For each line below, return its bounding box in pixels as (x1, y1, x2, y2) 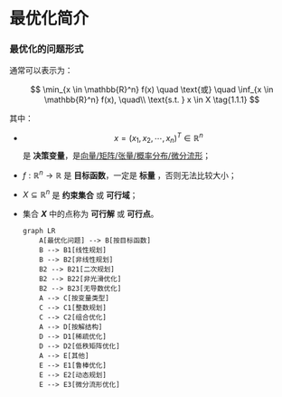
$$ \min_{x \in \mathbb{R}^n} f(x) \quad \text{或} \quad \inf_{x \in (30, 84, 274, 95)
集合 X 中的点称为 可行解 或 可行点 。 (22, 209, 159, 220)
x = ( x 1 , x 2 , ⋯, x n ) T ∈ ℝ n (114, 131, 203, 146)
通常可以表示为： (9, 65, 73, 76)
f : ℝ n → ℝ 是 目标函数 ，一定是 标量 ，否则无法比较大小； (22, 168, 237, 181)
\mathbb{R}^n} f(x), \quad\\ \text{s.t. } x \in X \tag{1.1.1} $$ (43, 94, 260, 105)
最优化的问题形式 (9, 43, 84, 55)
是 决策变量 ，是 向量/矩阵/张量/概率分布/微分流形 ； (22, 150, 211, 161)
